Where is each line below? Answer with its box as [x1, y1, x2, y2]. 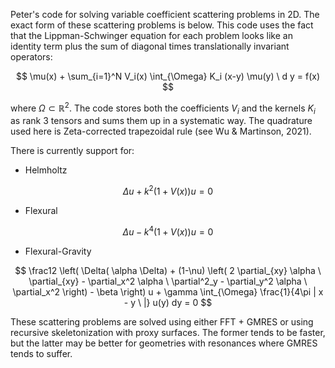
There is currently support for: [10, 145, 135, 157]
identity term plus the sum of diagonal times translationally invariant [10, 40, 290, 52]
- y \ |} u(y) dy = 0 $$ [123, 296, 213, 308]
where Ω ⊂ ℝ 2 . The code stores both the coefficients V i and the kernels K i [10, 100, 316, 116]
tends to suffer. [10, 347, 73, 359]
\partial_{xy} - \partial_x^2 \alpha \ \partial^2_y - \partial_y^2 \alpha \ [28, 275, 308, 287]
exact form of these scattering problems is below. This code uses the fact [10, 19, 314, 31]
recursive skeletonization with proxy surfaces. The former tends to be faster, [10, 326, 326, 338]
